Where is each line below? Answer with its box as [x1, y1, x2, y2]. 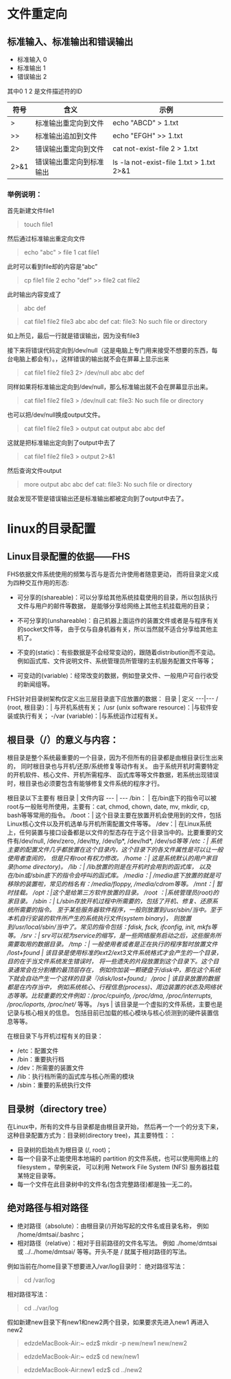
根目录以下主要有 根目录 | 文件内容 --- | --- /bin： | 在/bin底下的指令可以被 [7, 794, 217, 802]
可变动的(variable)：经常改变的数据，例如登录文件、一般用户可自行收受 [16, 672, 219, 680]
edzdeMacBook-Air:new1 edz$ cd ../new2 [23, 1365, 143, 1374]
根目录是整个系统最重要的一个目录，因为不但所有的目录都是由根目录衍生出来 [7, 753, 223, 762]
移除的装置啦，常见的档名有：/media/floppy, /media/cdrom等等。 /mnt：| [7, 880, 215, 888]
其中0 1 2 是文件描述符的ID [7, 87, 82, 95]
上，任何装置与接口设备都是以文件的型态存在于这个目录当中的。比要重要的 [7, 828, 217, 837]
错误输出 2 [16, 73, 47, 80]
